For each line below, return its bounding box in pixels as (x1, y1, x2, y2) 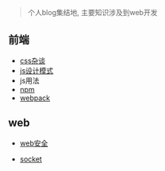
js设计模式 (19, 65, 54, 75)
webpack (19, 93, 50, 103)
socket (19, 154, 42, 164)
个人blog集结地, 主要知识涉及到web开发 (27, 8, 158, 17)
